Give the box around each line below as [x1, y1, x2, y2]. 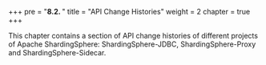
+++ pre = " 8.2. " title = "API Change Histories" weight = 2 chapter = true [8, 7, 251, 16]
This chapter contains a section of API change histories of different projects [8, 31, 259, 40]
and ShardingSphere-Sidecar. [8, 48, 107, 57]
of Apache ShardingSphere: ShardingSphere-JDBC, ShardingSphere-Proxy [8, 39, 256, 49]
